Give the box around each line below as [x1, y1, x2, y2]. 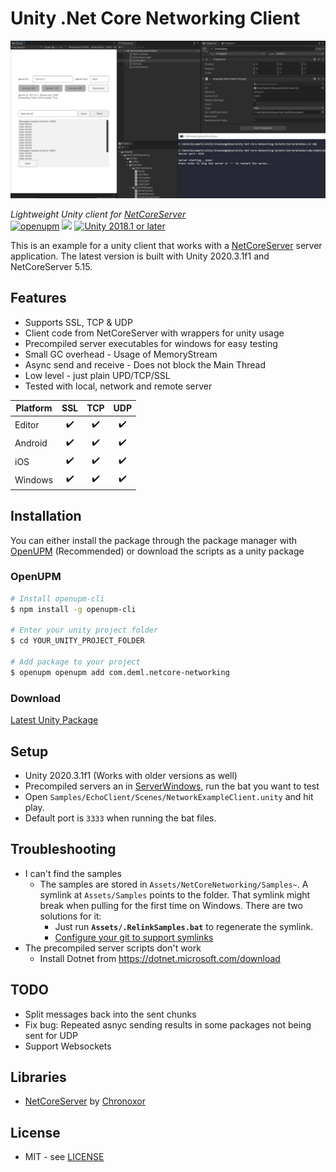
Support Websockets [24, 1040, 112, 1052]
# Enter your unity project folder [10, 625, 159, 636]
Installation [10, 508, 82, 525]
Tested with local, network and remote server [24, 380, 213, 392]
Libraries [10, 1068, 67, 1086]
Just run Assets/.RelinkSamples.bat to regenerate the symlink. [54, 920, 314, 932]
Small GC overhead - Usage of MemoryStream [24, 348, 218, 360]
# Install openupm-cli [10, 593, 105, 604]
